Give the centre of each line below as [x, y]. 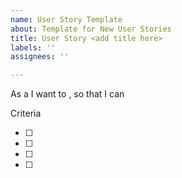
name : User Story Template [66, 19]
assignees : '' [40, 57]
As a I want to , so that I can [67, 94]
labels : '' [33, 47]
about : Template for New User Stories [91, 29]
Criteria [26, 113]
